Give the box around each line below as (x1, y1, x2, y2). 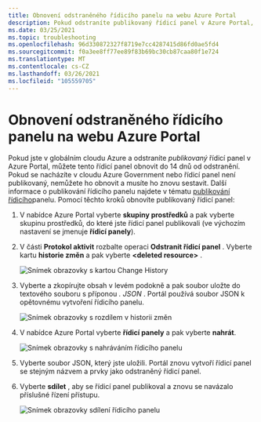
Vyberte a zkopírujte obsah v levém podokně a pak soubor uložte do (19, 281, 241, 290)
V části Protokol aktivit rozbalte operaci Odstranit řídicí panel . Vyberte (19, 242, 252, 252)
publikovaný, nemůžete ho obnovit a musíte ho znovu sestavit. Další (8, 178, 227, 188)
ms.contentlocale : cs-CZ (8, 63, 89, 71)
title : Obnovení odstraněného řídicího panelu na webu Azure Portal (8, 11, 237, 20)
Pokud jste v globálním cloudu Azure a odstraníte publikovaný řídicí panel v (8, 154, 251, 163)
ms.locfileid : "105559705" (8, 77, 96, 85)
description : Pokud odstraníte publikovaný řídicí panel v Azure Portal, (8, 19, 255, 27)
